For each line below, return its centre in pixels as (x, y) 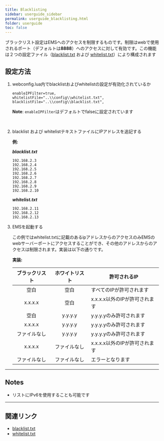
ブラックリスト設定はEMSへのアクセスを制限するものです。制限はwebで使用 (82, 43)
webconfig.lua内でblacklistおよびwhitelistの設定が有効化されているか (82, 84)
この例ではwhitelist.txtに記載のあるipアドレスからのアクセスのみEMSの (83, 237)
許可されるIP (124, 277)
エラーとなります (111, 359)
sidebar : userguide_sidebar (34, 14)
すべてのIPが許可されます (120, 290)
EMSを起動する (27, 227)
